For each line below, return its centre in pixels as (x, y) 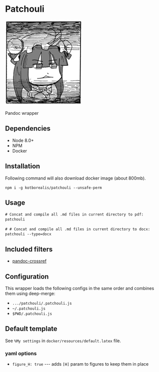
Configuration (27, 277)
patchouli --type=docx (28, 234)
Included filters (29, 249)
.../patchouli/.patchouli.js (42, 303)
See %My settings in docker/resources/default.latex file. (63, 341)
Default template (31, 329)
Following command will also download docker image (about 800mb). (76, 178)
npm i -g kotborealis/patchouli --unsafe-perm (53, 187)
